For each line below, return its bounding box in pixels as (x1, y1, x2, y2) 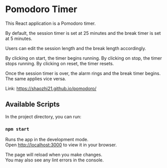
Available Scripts (5, 100, 60, 109)
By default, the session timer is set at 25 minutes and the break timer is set (5, 30, 161, 36)
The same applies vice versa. (5, 75, 66, 81)
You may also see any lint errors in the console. (5, 157, 104, 163)
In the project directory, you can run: (5, 113, 81, 119)
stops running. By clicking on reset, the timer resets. (5, 60, 114, 66)
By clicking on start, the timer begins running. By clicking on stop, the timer (5, 55, 162, 61)
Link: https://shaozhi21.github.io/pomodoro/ (5, 85, 97, 92)
